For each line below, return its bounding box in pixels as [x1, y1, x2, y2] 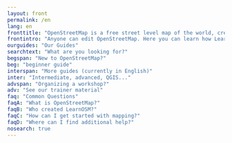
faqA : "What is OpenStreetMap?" [7, 100, 100, 107]
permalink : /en [7, 16, 51, 23]
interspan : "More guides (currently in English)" [7, 67, 153, 74]
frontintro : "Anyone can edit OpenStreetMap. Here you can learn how [7, 36, 212, 43]
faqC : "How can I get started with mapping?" [7, 112, 140, 119]
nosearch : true [7, 125, 51, 132]
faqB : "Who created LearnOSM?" [7, 106, 97, 113]
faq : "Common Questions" [7, 93, 79, 100]
